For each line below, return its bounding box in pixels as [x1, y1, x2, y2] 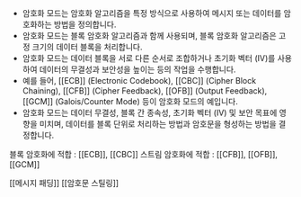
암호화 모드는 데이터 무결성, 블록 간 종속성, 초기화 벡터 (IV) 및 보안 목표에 [22, 107, 278, 118]
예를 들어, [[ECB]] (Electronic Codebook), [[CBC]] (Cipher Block [22, 76, 257, 85]
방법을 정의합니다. [53, 19, 117, 30]
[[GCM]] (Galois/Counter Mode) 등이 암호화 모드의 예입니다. [22, 96, 238, 106]
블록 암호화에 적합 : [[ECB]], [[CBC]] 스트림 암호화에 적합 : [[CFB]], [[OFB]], [9, 149, 279, 159]
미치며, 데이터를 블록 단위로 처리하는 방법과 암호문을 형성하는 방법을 [39, 119, 277, 129]
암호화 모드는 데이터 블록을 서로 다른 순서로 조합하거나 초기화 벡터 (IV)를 [22, 53, 276, 63]
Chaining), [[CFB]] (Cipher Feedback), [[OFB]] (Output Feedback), [22, 85, 268, 96]
